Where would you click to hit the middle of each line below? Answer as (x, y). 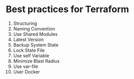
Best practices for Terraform (68, 9)
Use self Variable (31, 55)
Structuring (25, 23)
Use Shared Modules (35, 34)
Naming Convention (34, 28)
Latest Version (28, 39)
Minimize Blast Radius (36, 61)
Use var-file (26, 66)
